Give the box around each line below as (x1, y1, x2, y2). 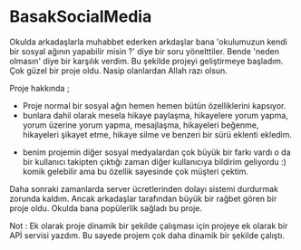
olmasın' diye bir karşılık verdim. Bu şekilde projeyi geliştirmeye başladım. (9, 55, 284, 66)
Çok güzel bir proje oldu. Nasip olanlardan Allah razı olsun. (9, 65, 228, 76)
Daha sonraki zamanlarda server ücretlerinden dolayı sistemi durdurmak (9, 183, 279, 194)
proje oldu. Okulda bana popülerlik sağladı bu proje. (9, 202, 202, 214)
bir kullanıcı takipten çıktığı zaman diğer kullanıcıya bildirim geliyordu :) (22, 156, 287, 167)
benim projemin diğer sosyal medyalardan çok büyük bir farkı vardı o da (22, 147, 292, 158)
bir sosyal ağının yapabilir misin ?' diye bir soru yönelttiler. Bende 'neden (9, 45, 279, 56)
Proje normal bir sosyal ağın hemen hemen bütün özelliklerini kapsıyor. (22, 100, 286, 111)
